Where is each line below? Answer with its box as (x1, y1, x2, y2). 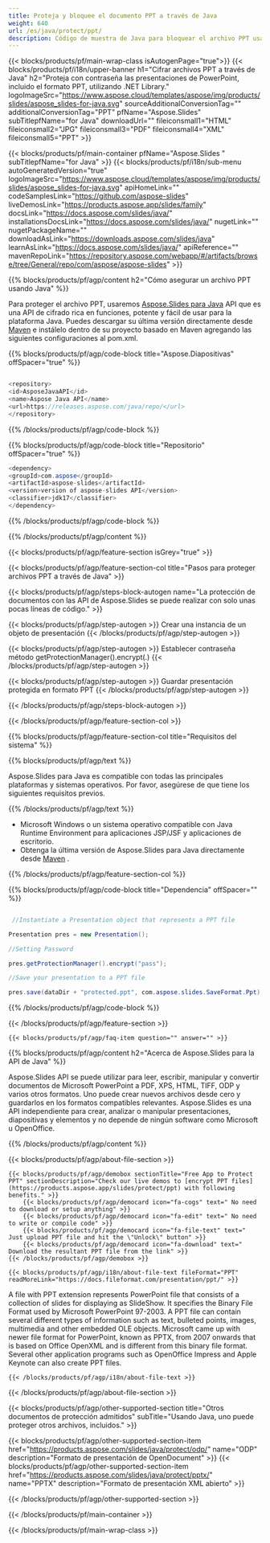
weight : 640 (8, 19, 48, 27)
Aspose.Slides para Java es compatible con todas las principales (8, 771, 223, 780)
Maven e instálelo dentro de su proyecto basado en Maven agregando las (8, 325, 252, 334)
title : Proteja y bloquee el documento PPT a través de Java (8, 11, 218, 20)
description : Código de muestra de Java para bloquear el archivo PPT (8, 34, 250, 43)
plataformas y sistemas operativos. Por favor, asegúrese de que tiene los (8, 780, 250, 789)
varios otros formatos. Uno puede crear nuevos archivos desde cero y (8, 1090, 241, 1099)
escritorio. (19, 837, 55, 846)
